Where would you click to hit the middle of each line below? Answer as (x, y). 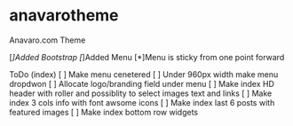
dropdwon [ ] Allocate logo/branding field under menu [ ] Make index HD (142, 83)
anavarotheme (64, 16)
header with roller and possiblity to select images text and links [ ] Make (141, 93)
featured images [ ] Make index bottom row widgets (103, 112)
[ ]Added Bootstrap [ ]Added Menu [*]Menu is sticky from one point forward (147, 57)
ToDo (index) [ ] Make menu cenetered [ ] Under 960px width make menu (144, 74)
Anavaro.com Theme (48, 40)
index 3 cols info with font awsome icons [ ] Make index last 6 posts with (142, 102)
